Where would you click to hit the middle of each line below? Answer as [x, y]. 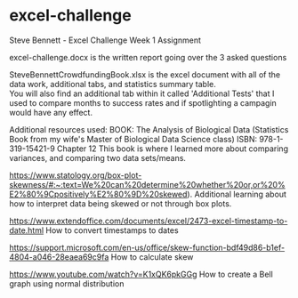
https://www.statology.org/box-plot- [76, 175]
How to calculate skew [152, 257]
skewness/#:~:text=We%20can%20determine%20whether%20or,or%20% [148, 184]
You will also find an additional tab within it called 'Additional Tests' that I [142, 93]
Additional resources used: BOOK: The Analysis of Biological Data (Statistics [149, 129]
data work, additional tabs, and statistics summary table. [113, 84]
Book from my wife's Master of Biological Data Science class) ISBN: [133, 139]
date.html [27, 230]
